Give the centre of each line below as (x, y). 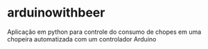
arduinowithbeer (56, 13)
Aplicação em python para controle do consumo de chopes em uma (104, 32)
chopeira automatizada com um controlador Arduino (82, 39)
